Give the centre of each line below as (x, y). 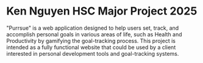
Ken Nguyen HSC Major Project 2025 (102, 11)
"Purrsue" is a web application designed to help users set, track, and (93, 28)
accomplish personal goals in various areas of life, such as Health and (94, 34)
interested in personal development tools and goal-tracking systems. (93, 53)
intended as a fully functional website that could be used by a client (91, 47)
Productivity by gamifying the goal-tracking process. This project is (91, 41)
